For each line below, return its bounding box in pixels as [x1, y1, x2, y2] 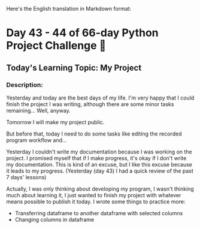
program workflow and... [6, 136, 67, 143]
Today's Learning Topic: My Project [6, 62, 142, 73]
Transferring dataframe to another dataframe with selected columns [14, 209, 183, 216]
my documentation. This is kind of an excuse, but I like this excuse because [6, 161, 193, 168]
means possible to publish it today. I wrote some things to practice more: [6, 198, 186, 205]
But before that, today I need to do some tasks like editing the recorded [6, 130, 182, 137]
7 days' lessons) [6, 173, 47, 180]
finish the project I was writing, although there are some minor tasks [6, 100, 174, 107]
